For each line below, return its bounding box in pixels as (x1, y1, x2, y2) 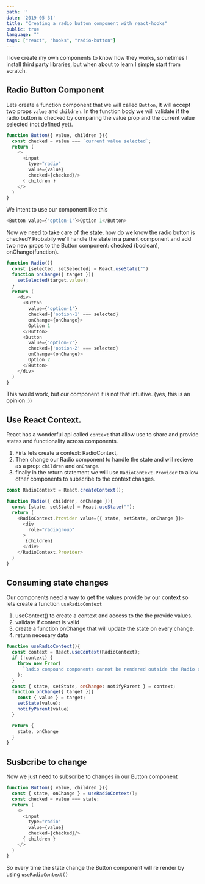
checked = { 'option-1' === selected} (28, 311, 119, 318)
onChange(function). (6, 248, 59, 256)
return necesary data (15, 632, 68, 639)
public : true (6, 26, 40, 32)
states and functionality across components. (6, 438, 118, 445)
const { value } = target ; (17, 694, 86, 701)
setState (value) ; (17, 701, 62, 707)
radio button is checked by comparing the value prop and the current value (6, 114, 195, 121)
